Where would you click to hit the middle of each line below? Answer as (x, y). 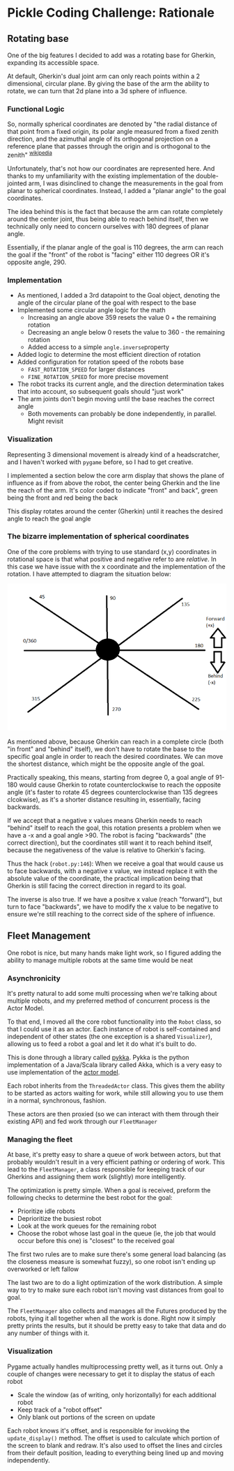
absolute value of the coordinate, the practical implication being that (105, 878)
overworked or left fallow (43, 1269)
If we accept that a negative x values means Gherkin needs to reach (105, 820)
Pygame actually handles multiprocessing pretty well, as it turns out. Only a (115, 1366)
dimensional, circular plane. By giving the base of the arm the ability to (108, 84)
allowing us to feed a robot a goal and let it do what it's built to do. (102, 1044)
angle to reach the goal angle (49, 518)
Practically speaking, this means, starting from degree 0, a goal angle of (111, 777)
